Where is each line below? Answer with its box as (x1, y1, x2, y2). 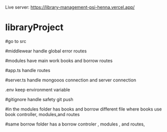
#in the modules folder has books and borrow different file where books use (5, 106, 162, 112)
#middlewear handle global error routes (5, 47, 87, 54)
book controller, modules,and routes (5, 111, 80, 117)
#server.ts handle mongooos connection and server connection (5, 77, 136, 83)
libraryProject (5, 22, 63, 33)
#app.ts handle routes (5, 67, 50, 73)
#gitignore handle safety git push (5, 96, 73, 102)
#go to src (5, 38, 26, 44)
